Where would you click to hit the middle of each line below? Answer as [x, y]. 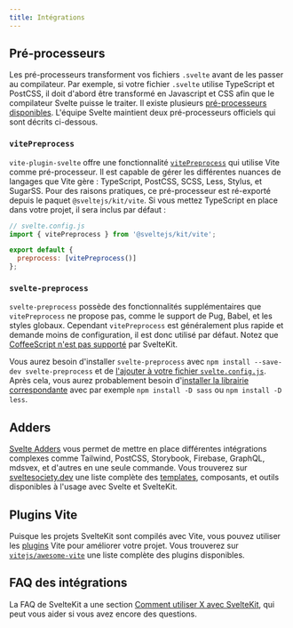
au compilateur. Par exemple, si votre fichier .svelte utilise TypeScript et [142, 85]
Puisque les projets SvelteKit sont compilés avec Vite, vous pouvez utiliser [145, 536]
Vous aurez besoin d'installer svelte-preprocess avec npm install [130, 362]
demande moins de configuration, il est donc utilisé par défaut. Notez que [144, 335]
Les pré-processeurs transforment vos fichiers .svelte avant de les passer [146, 75]
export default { [41, 250]
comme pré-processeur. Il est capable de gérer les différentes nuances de [145, 172]
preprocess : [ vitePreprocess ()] [77, 259]
